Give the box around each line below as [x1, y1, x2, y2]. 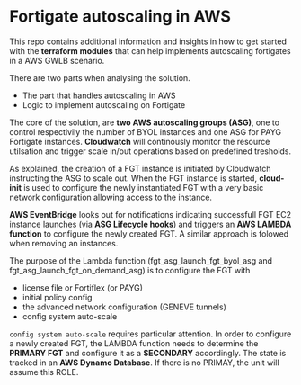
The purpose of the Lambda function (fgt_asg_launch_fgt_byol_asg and [9, 255, 272, 266]
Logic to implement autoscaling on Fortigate [22, 99, 186, 110]
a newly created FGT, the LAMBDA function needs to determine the [9, 337, 259, 348]
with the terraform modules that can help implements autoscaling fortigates [9, 45, 291, 56]
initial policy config [22, 291, 93, 302]
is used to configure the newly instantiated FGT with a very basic [23, 182, 264, 192]
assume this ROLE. [9, 366, 79, 377]
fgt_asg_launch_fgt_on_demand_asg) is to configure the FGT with [9, 264, 251, 275]
